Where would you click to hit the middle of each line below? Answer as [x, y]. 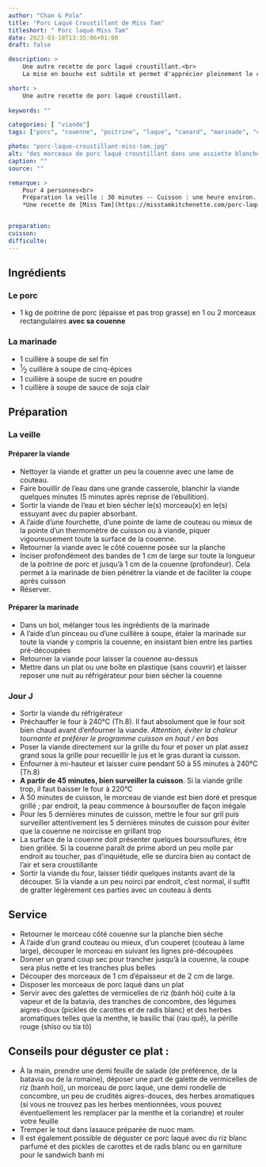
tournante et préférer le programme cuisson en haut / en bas [119, 738]
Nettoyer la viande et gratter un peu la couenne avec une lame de [127, 471]
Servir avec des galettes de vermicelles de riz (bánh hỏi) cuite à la [127, 993]
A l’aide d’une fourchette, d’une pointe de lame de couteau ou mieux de [136, 522]
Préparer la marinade [44, 608]
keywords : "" [30, 111]
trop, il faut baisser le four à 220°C [76, 789]
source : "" [26, 168]
